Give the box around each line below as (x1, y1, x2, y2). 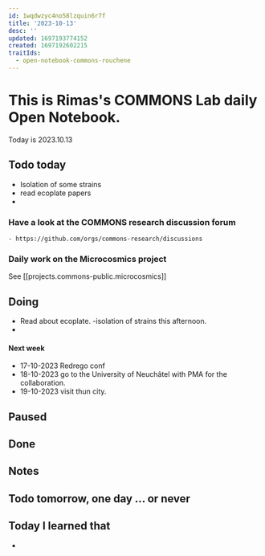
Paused (8, 410, 47, 423)
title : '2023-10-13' (8, 19, 78, 27)
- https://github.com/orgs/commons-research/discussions (8, 235, 203, 243)
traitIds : (8, 49, 42, 57)
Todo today (8, 158, 67, 172)
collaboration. (19, 378, 66, 388)
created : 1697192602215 (8, 42, 88, 50)
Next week (8, 343, 46, 353)
